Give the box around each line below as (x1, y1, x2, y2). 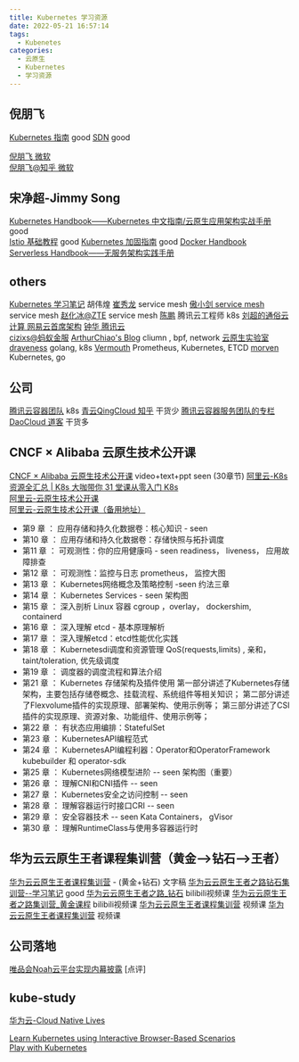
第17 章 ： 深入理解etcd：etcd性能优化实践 (21, 633, 179, 643)
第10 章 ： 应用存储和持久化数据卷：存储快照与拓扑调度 (21, 534, 225, 544)
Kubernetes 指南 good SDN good (9, 131, 131, 143)
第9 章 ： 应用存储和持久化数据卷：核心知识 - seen (21, 523, 208, 534)
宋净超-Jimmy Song (9, 190, 121, 205)
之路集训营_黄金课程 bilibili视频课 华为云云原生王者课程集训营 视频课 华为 (16, 899, 285, 909)
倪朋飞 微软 (9, 151, 51, 162)
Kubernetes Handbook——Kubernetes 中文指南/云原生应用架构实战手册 (9, 216, 271, 227)
